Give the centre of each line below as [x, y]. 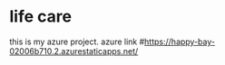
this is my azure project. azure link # [77, 42]
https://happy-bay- [180, 42]
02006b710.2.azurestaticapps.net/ [74, 51]
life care [41, 17]
